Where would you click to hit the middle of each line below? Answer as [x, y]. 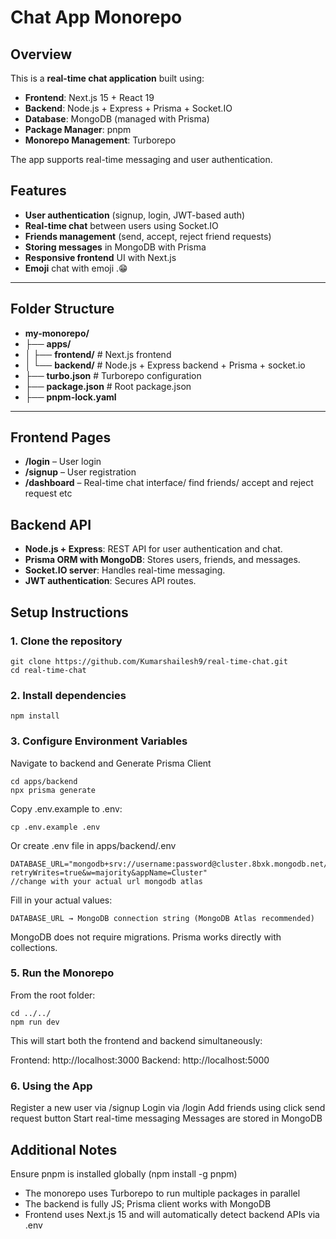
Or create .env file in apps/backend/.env [93, 845]
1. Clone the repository [66, 641]
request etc [48, 493]
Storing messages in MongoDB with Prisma [115, 247]
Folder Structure [62, 309]
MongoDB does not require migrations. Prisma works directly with [146, 937]
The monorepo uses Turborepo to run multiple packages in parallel [162, 1193]
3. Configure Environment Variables [99, 741]
